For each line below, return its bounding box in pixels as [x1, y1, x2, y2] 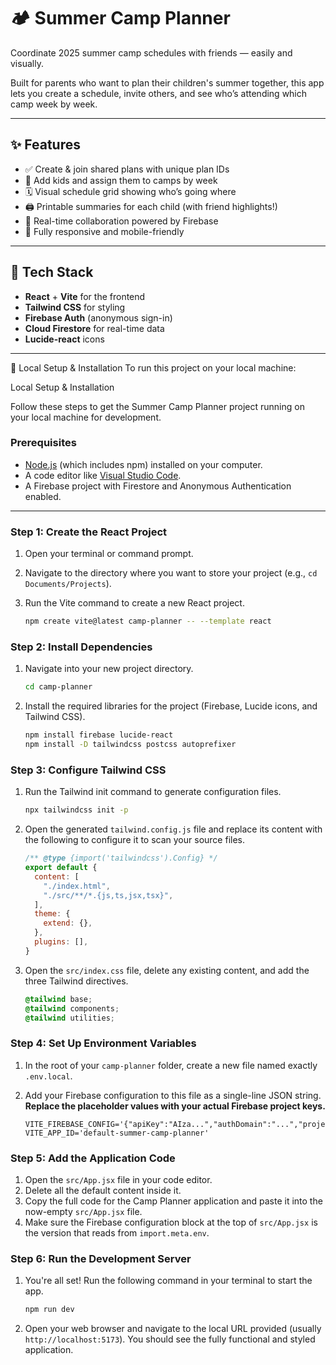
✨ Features [10, 136, 81, 154]
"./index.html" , [43, 881, 111, 891]
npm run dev [24, 1305, 75, 1315]
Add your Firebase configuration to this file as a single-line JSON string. [24, 1089, 322, 1101]
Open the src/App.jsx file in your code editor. [24, 1173, 213, 1185]
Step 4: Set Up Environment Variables [10, 1036, 197, 1050]
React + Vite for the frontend [24, 290, 146, 302]
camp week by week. [10, 98, 98, 110]
